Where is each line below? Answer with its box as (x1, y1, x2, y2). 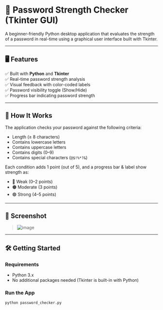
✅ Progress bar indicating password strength (5, 92, 96, 98)
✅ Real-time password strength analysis (5, 76, 85, 82)
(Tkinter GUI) (5, 15, 59, 26)
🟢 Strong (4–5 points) (12, 191, 57, 197)
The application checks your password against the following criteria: (5, 124, 142, 130)
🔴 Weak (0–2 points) (12, 179, 53, 184)
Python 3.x (12, 272, 34, 278)
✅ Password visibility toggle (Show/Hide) (5, 87, 87, 93)
